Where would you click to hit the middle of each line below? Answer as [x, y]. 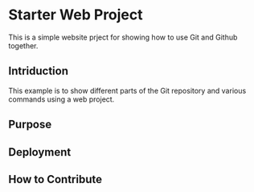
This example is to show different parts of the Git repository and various [127, 90]
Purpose [30, 125]
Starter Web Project [76, 15]
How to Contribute [55, 179]
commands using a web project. [61, 99]
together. [23, 45]
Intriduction [38, 71]
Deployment [40, 152]
